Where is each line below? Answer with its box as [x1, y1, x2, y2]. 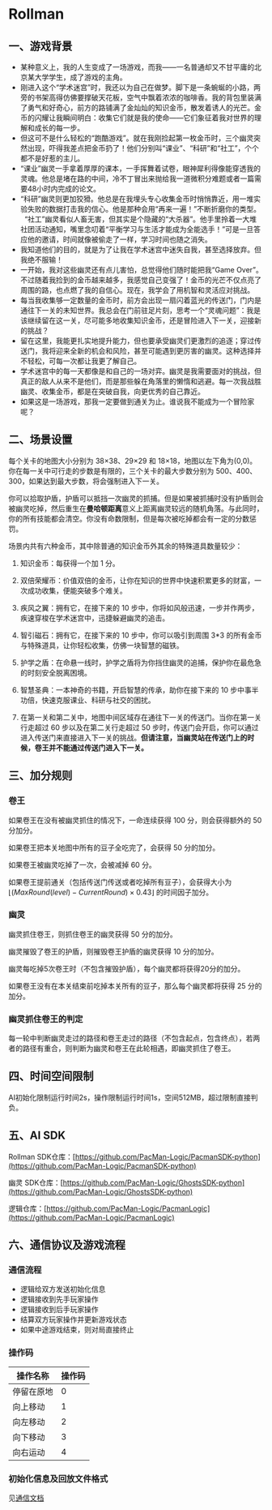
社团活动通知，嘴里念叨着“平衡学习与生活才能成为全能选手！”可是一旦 [19, 225, 254, 234]
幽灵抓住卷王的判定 [8, 1013, 83, 1024]
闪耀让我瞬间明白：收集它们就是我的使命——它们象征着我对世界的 [34, 113, 255, 122]
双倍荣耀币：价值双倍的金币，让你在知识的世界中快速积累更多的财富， [19, 575, 255, 585]
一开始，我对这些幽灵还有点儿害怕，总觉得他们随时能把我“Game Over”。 [19, 265, 263, 274]
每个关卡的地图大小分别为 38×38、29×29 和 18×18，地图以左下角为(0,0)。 [8, 456, 257, 465]
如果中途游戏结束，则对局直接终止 [19, 1325, 134, 1335]
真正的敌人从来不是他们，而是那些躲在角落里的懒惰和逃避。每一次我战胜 [19, 376, 261, 386]
